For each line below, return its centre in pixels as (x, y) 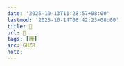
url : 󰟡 (17, 33)
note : (15, 52)
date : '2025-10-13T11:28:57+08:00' (59, 13)
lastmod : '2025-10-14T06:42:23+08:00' (63, 20)
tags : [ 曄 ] (23, 39)
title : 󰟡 (20, 26)
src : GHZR (21, 45)
